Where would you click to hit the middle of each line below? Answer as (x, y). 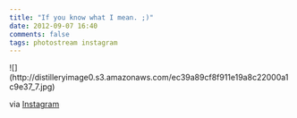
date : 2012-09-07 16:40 (54, 26)
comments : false (39, 34)
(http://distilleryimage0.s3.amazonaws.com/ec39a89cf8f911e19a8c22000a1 (149, 78)
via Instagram (34, 105)
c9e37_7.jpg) (32, 87)
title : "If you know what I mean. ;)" (81, 17)
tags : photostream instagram (64, 42)
